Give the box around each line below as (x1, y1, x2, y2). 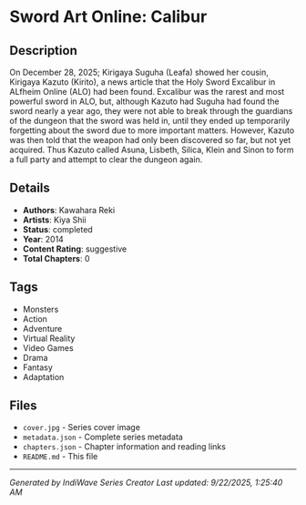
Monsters (22, 304, 59, 314)
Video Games (22, 342, 75, 353)
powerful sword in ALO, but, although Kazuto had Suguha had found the (9, 96, 280, 107)
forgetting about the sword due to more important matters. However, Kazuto (9, 125, 295, 136)
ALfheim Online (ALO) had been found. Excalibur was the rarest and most (9, 87, 285, 97)
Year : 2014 (22, 233, 64, 244)
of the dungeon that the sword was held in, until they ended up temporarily (9, 116, 291, 126)
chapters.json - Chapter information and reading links (22, 441, 226, 452)
